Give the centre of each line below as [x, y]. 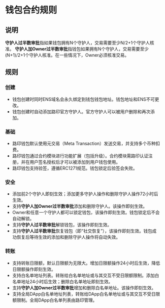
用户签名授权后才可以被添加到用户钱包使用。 [75, 162]
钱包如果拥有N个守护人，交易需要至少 [110, 49]
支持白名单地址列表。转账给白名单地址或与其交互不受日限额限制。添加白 [85, 275]
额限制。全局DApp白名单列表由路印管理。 [55, 300]
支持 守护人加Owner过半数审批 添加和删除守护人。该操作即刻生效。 [80, 206]
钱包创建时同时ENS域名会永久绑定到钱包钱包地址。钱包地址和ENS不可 [83, 99]
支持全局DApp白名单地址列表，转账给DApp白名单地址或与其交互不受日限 [86, 294]
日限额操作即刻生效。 [34, 269]
